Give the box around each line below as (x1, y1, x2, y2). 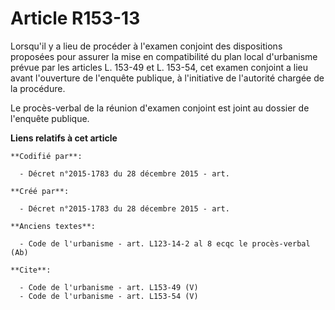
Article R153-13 (10, 7, 141, 30)
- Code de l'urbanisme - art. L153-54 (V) (19, 291, 199, 301)
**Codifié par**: (10, 151, 83, 161)
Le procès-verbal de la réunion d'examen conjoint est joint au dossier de (10, 102, 310, 114)
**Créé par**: (10, 186, 70, 196)
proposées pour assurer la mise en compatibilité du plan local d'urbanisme (10, 50, 318, 62)
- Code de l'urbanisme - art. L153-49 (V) (19, 282, 199, 292)
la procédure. (10, 82, 66, 94)
